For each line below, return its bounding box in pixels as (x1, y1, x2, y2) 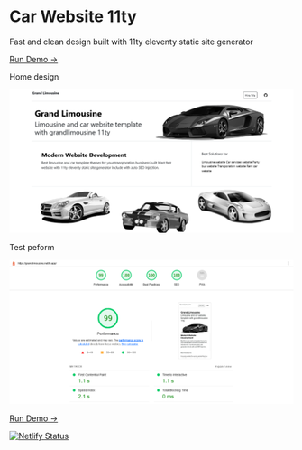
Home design (9, 70, 59, 82)
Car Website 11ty (9, 6, 137, 27)
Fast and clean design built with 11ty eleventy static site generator (9, 36, 254, 47)
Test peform (9, 242, 55, 253)
